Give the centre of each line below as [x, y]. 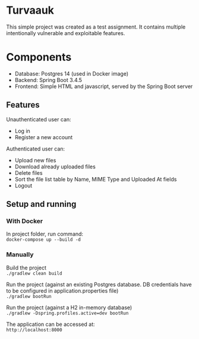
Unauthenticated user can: [39, 119]
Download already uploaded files [55, 167]
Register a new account [44, 137]
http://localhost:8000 [34, 330]
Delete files [29, 172]
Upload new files [35, 160]
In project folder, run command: [45, 234]
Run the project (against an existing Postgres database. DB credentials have [99, 284]
